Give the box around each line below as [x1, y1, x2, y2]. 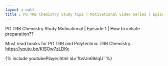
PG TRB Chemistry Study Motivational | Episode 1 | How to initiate [5, 25, 140, 31]
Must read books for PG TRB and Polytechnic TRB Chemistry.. [5, 40, 133, 46]
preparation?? [5, 31, 34, 37]
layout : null [5, 7, 35, 12]
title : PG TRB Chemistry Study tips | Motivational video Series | [5, 12, 151, 17]
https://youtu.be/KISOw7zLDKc [5, 46, 70, 52]
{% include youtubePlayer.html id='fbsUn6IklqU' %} [5, 55, 112, 61]
